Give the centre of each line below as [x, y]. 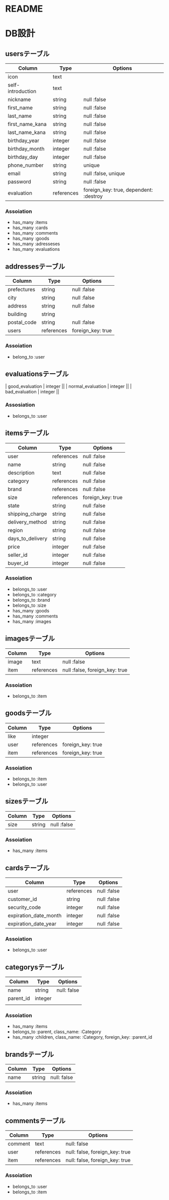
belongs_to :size [29, 605]
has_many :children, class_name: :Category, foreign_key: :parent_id [82, 1037]
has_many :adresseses [36, 244]
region [15, 530]
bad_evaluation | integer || [32, 392]
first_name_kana [27, 124]
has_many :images [32, 621]
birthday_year [24, 141]
